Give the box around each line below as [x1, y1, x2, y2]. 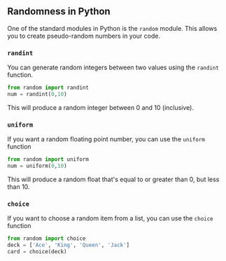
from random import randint [7, 84, 90, 92]
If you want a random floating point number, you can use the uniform [7, 135, 205, 143]
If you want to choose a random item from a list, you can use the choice [7, 214, 213, 223]
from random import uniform [7, 156, 90, 163]
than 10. [7, 182, 30, 191]
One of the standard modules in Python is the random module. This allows [7, 24, 218, 32]
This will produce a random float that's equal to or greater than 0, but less [7, 175, 220, 183]
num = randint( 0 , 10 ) [7, 90, 68, 97]
